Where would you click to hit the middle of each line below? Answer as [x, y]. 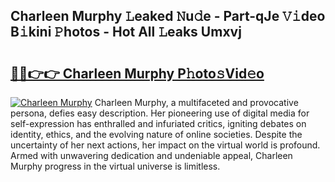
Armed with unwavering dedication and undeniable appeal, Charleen [151, 155]
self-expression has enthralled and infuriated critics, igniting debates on [158, 123]
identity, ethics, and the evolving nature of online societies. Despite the [156, 134]
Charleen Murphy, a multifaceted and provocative [196, 102]
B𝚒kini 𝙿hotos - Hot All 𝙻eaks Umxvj [126, 32]
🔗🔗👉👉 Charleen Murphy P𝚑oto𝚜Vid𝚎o [137, 73]
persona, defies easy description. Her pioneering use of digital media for [160, 113]
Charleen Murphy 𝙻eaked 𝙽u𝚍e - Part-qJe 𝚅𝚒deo [168, 16]
